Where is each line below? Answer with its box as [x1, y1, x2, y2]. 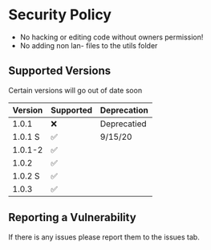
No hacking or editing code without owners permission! [19, 32, 204, 42]
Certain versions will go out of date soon [8, 85, 143, 95]
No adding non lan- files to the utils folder [19, 40, 158, 50]
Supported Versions [8, 64, 111, 78]
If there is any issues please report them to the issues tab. [8, 232, 201, 242]
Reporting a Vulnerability [8, 211, 136, 224]
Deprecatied [99, 118, 147, 129]
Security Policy [8, 6, 112, 24]
